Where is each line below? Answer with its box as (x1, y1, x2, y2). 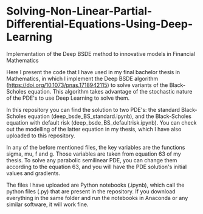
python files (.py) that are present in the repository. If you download (6, 187, 176, 195)
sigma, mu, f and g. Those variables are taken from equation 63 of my (6, 150, 181, 157)
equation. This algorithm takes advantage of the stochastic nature (27, 88, 193, 95)
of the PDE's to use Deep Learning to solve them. (6, 94, 129, 102)
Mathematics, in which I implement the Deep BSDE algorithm (6, 75, 159, 82)
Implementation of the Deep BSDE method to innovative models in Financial (6, 50, 196, 57)
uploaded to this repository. (6, 132, 75, 139)
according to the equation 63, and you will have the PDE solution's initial (6, 163, 187, 170)
